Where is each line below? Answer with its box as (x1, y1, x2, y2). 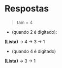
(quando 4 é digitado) (11, 48, 56, 54)
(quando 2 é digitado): (11, 29, 57, 35)
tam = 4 (16, 19, 33, 25)
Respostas (4, 3, 49, 14)
